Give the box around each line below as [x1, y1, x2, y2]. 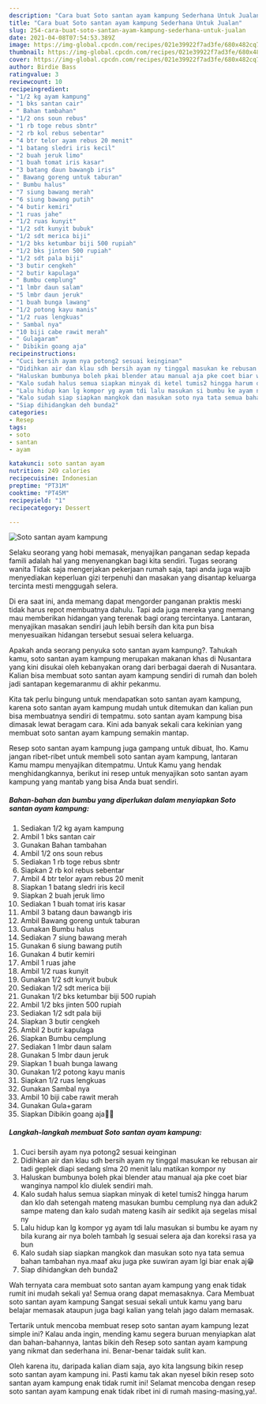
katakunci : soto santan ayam [9, 460, 105, 467]
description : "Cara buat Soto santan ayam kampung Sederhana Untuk [9, 11, 236, 20]
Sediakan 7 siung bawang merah [20, 933, 127, 942]
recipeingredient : [9, 85, 69, 93]
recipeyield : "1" [9, 496, 66, 505]
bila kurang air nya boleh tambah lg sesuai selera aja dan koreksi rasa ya [20, 1232, 257, 1241]
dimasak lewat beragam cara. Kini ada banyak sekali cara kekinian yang [9, 720, 243, 729]
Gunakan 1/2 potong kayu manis [20, 1067, 126, 1077]
